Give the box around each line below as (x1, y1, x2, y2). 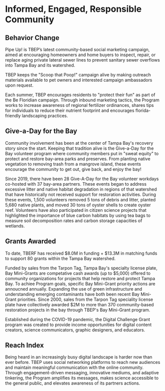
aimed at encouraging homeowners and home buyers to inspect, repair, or (5, 52, 156, 58)
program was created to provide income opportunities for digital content (5, 322, 152, 327)
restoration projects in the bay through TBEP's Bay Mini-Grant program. (5, 307, 150, 313)
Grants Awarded (5, 237, 56, 246)
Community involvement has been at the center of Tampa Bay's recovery (5, 140, 154, 146)
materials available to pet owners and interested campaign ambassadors (5, 77, 153, 83)
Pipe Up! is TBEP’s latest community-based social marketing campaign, (5, 47, 150, 52)
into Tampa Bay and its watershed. (5, 63, 75, 68)
